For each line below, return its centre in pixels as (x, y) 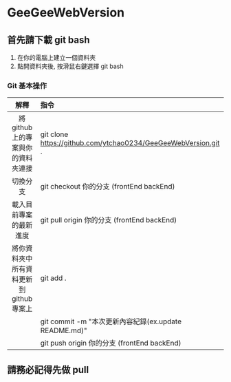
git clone (54, 134)
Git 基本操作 (27, 85)
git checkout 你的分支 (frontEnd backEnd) (108, 187)
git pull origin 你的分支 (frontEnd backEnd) (109, 220)
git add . (53, 278)
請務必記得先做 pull (48, 370)
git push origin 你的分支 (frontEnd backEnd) (111, 343)
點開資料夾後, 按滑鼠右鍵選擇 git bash (70, 66)
